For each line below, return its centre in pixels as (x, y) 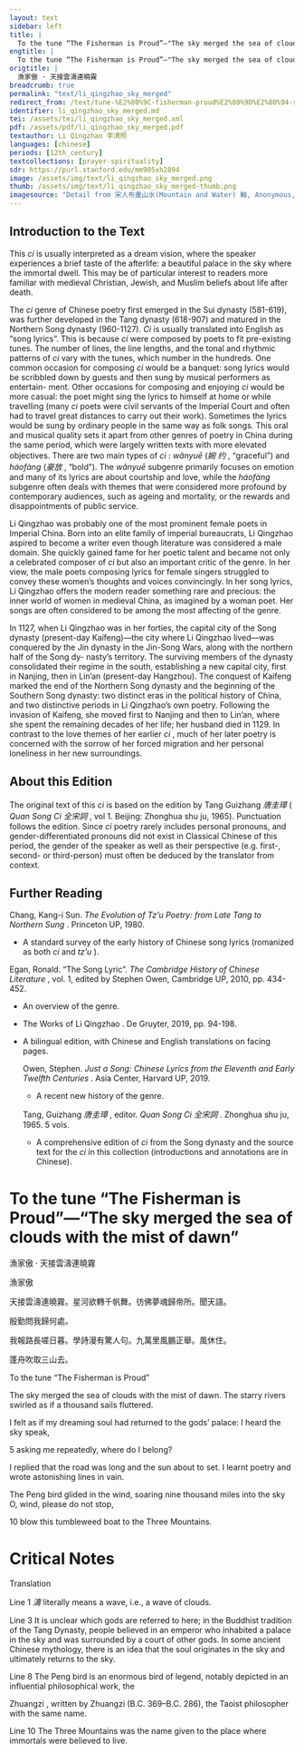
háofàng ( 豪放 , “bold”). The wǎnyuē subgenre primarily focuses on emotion (152, 466)
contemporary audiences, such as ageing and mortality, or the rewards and (150, 496)
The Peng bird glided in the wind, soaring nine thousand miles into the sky (147, 1494)
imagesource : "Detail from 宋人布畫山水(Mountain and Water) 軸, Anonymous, (152, 195)
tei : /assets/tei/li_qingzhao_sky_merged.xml (96, 119)
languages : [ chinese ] (50, 144)
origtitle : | (34, 69)
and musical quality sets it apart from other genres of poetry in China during (151, 435)
